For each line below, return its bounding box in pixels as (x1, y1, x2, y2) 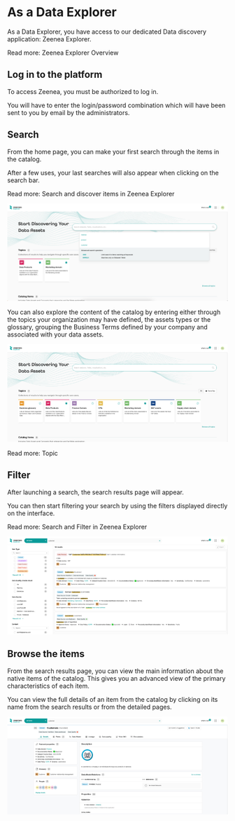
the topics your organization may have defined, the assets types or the (7, 315, 211, 324)
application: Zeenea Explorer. (7, 34, 92, 43)
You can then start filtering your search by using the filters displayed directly (7, 501, 228, 510)
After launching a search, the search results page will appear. (7, 488, 184, 496)
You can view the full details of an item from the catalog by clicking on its (7, 695, 218, 703)
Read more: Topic (7, 449, 58, 458)
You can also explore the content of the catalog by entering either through (7, 308, 221, 316)
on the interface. (7, 509, 55, 517)
